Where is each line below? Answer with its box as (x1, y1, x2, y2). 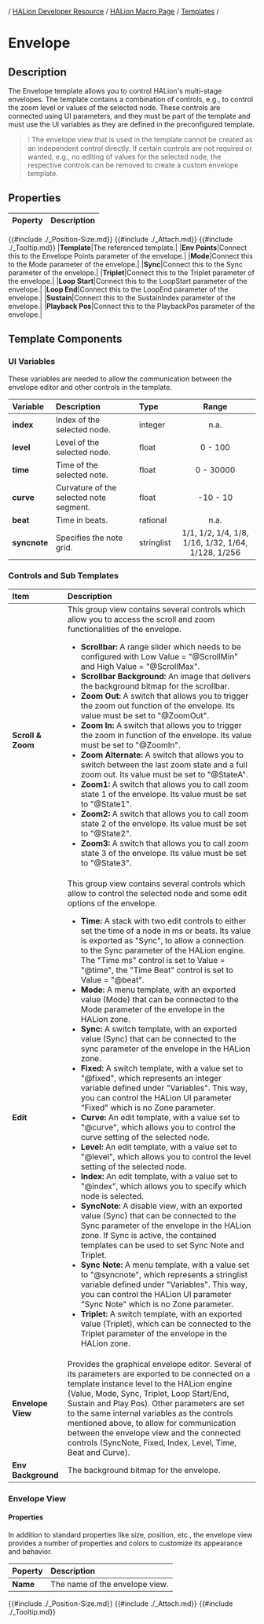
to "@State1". (80, 798, 132, 809)
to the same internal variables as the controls (67, 1407, 233, 1418)
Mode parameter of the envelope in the (80, 1004, 225, 1015)
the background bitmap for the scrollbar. (80, 680, 230, 691)
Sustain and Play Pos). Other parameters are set (67, 1398, 245, 1409)
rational (138, 514, 167, 525)
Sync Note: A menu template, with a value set (80, 1259, 250, 1270)
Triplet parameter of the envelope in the (80, 1328, 228, 1339)
